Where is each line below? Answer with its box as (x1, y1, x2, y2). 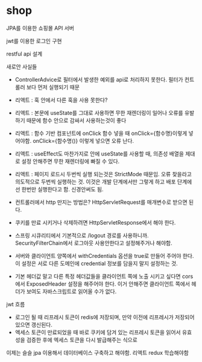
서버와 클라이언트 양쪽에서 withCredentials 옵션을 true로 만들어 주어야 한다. (14, 252, 194, 259)
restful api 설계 (6, 50, 43, 58)
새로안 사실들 (6, 63, 37, 70)
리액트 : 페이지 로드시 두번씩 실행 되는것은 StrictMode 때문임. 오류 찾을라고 (14, 170, 192, 177)
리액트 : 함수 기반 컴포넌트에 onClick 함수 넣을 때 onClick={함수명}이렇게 (14, 130, 188, 137)
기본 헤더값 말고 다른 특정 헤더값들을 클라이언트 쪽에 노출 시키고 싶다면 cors (14, 272, 194, 280)
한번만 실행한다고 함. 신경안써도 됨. (21, 185, 104, 193)
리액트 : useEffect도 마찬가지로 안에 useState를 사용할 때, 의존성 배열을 (14, 150, 184, 157)
